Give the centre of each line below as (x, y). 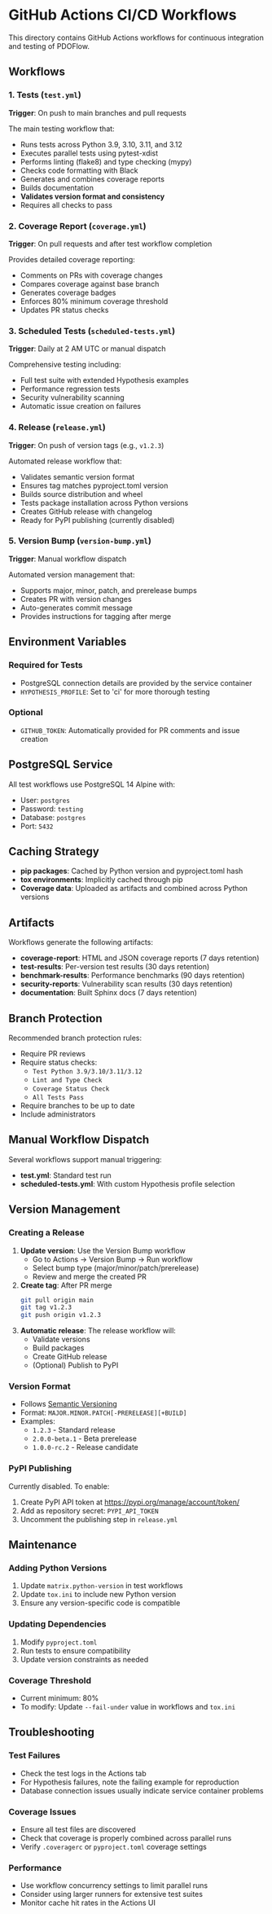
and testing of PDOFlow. (49, 46)
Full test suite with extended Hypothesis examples (104, 380)
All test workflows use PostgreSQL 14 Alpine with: (92, 784)
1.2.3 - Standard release (74, 1430)
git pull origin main (57, 1300)
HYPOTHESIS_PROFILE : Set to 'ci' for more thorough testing (115, 691)
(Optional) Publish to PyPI (75, 1365)
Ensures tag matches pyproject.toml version (94, 485)
